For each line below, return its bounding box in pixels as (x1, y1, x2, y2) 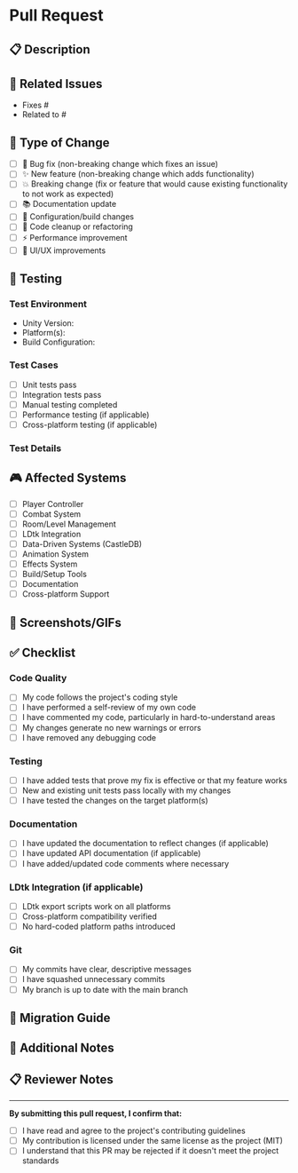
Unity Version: (21, 318, 74, 329)
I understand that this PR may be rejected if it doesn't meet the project (21, 1145, 279, 1156)
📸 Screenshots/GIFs (9, 614, 122, 630)
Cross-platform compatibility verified (21, 911, 158, 922)
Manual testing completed (21, 399, 118, 409)
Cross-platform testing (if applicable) (21, 419, 158, 430)
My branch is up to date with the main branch (21, 984, 189, 995)
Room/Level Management (21, 519, 117, 529)
